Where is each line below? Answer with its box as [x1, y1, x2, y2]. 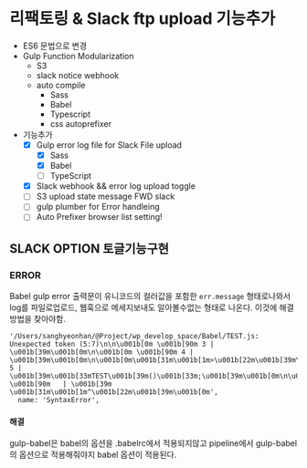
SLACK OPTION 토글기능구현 [9, 241, 169, 256]
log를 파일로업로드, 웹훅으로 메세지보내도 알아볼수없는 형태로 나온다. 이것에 [9, 302, 278, 313]
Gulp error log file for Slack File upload [36, 139, 183, 151]
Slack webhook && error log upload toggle [36, 181, 196, 192]
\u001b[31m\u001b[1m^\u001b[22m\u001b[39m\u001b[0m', [9, 388, 219, 397]
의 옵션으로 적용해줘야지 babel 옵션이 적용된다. [9, 449, 177, 461]
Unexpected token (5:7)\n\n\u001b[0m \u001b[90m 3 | [9, 339, 215, 349]
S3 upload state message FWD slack [36, 191, 175, 202]
